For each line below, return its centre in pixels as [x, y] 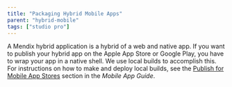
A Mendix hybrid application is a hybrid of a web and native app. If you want [116, 47]
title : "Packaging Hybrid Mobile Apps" [65, 14]
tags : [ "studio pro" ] [39, 26]
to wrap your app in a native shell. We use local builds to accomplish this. [112, 61]
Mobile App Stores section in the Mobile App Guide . [81, 76]
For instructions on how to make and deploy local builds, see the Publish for [116, 69]
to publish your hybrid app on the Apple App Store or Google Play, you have [116, 54]
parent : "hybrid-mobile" [43, 20]
